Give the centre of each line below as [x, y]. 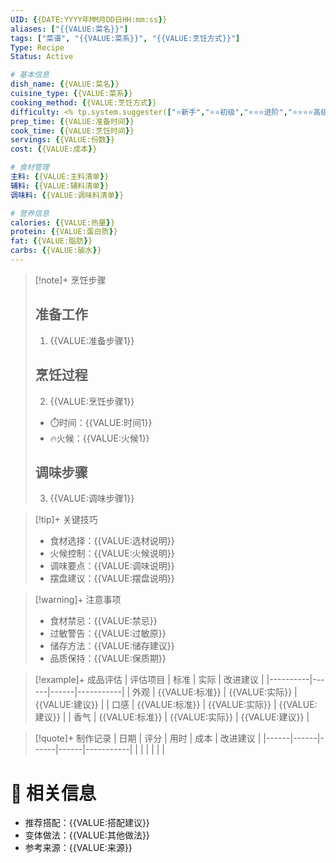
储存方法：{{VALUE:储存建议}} [112, 646]
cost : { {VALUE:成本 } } [54, 149]
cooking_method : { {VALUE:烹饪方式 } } [83, 102]
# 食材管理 [30, 167]
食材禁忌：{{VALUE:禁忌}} [103, 621]
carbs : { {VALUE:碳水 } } [56, 251]
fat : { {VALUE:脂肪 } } [51, 241]
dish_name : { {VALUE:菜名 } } [65, 84]
